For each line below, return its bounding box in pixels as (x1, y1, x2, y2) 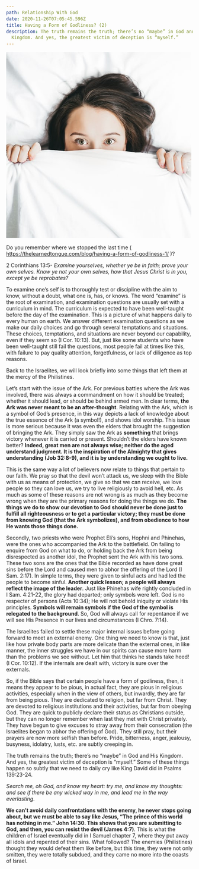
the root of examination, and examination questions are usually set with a (6, 299, 185, 306)
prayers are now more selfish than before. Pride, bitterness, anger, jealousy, (6, 735, 191, 742)
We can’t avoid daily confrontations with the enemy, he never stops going (6, 807, 191, 814)
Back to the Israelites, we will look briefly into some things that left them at (6, 367, 188, 374)
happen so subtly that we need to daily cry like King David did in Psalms (6, 765, 182, 772)
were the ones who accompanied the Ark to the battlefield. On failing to (6, 541, 181, 548)
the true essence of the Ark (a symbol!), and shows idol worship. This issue (6, 416, 190, 423)
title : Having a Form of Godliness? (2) (6, 22, 108, 28)
